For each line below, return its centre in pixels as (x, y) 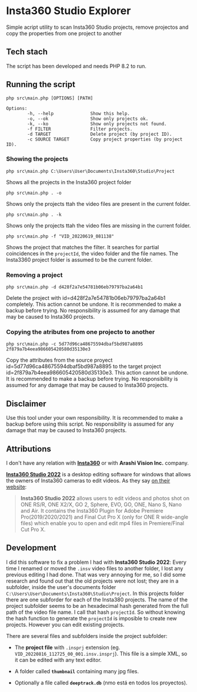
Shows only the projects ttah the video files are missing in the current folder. (98, 225)
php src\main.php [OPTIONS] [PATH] (50, 98)
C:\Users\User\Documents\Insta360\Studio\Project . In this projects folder (95, 593)
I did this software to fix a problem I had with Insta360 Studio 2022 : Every (96, 562)
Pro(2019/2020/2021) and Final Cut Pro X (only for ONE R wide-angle (104, 517)
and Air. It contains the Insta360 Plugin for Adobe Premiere (92, 511)
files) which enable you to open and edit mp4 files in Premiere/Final (102, 523)
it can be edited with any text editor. (58, 660)
